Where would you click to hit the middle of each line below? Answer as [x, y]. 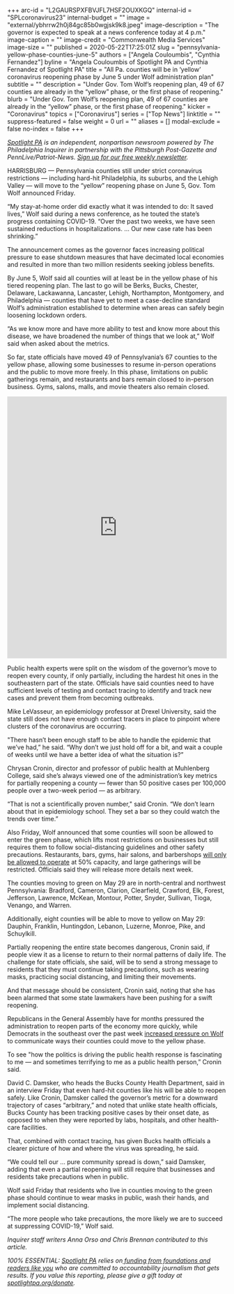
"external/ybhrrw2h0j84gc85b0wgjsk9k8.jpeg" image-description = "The [113, 25]
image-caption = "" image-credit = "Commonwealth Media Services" [106, 40]
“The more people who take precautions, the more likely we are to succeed [115, 1219]
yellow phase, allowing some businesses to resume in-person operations [112, 365]
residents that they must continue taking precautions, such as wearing [108, 969]
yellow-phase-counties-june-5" [53, 54]
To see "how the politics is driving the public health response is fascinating [115, 1054]
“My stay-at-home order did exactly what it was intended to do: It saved [110, 206]
